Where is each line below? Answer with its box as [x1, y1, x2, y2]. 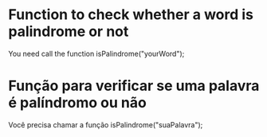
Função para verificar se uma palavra [8, 77, 260, 95]
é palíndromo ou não [8, 94, 147, 112]
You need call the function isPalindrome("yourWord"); [8, 49, 185, 58]
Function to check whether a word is [8, 6, 253, 24]
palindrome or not [8, 22, 129, 41]
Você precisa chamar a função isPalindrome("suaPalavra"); [8, 119, 203, 129]
